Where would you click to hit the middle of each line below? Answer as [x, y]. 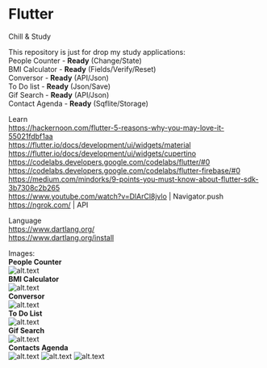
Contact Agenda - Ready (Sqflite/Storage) [79, 103]
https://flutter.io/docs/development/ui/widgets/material [100, 144]
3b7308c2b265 [34, 187]
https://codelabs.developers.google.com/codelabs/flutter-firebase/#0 [124, 170]
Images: [22, 253]
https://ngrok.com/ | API [48, 205]
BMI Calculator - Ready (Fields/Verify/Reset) [82, 69]
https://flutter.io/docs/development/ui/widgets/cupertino [102, 153]
